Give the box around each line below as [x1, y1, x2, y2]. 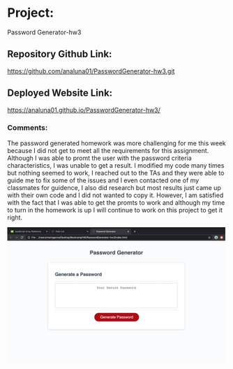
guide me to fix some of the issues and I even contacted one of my [7, 176, 200, 184]
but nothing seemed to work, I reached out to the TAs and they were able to [7, 168, 225, 177]
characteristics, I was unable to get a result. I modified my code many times [7, 161, 225, 169]
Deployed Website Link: [7, 87, 113, 99]
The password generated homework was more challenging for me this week [7, 138, 226, 147]
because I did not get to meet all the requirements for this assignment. [7, 146, 209, 154]
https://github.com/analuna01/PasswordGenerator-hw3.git [7, 66, 175, 75]
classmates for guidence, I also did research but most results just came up [7, 183, 221, 191]
